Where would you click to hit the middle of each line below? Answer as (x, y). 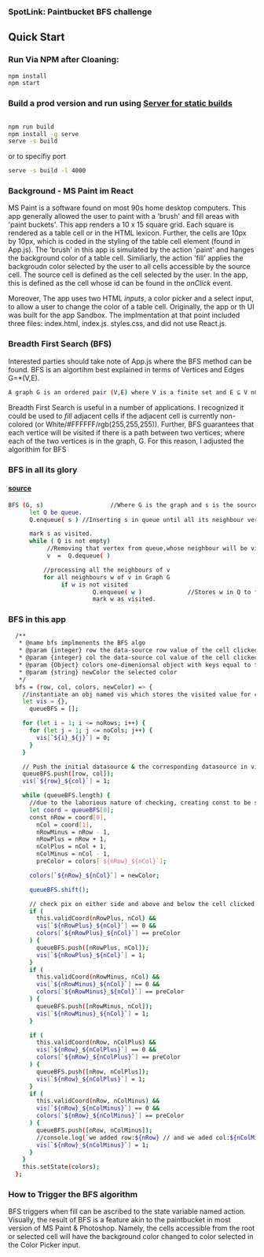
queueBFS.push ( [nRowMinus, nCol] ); (95, 1006)
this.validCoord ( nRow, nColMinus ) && (98, 1101)
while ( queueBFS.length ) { (66, 796)
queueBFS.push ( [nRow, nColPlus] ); (93, 1072)
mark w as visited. (124, 599)
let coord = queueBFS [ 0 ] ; (71, 810)
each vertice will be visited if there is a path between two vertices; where (126, 432)
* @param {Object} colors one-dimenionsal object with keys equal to (135, 665)
